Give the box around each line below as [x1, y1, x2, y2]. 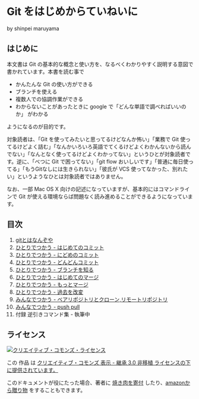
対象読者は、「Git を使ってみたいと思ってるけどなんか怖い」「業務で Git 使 [7, 136, 186, 143]
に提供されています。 [7, 366, 59, 374]
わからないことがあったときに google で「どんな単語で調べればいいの [15, 103, 187, 110]
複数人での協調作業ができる [15, 95, 84, 102]
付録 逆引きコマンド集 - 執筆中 [15, 310, 91, 318]
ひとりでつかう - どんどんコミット [15, 259, 99, 266]
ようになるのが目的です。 [7, 122, 69, 130]
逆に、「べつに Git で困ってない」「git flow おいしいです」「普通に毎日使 [16, 158, 189, 165]
